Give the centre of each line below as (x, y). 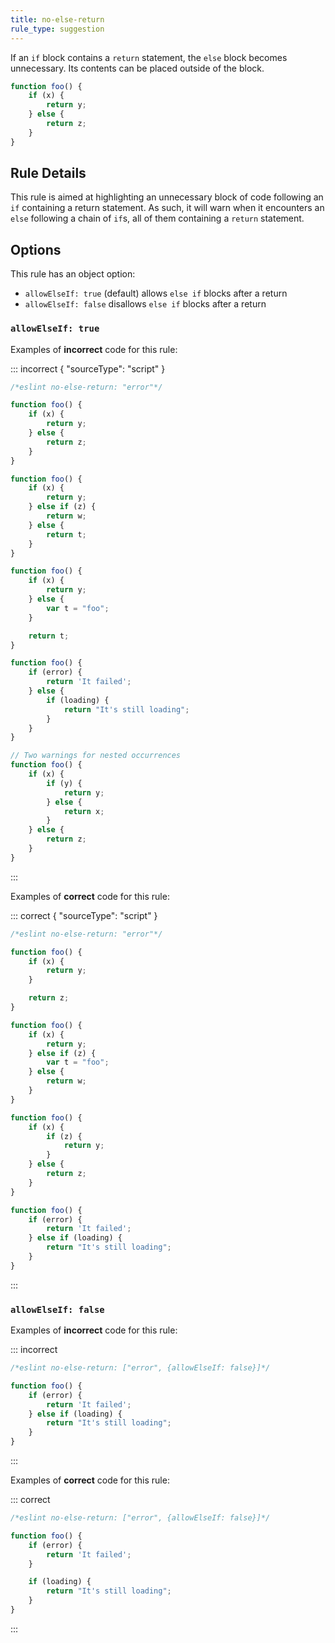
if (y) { (64, 783)
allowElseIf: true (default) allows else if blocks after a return (156, 293)
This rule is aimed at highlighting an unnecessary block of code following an (167, 197)
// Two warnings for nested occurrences (96, 756)
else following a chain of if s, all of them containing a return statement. (157, 218)
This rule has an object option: (73, 274)
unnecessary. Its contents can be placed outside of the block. (137, 68)
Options (36, 249)
